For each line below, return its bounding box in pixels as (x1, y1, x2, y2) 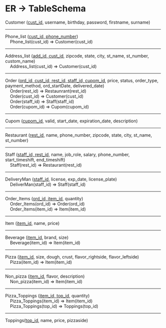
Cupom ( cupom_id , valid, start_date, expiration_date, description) (5, 118, 138, 124)
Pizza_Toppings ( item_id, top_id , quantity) (5, 292, 90, 298)
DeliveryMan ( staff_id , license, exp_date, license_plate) (5, 176, 117, 182)
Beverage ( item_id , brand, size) (5, 234, 69, 240)
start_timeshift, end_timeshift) (5, 156, 66, 163)
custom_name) (5, 58, 36, 64)
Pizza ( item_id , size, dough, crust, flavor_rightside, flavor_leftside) (5, 254, 139, 259)
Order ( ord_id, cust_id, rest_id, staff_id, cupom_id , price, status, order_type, (5, 77, 159, 83)
